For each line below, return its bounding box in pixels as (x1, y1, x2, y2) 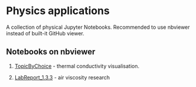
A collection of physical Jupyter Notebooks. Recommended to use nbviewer (6, 24, 190, 31)
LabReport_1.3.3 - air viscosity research (14, 73, 110, 81)
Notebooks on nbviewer (6, 47, 96, 57)
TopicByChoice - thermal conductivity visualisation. (14, 62, 140, 69)
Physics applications (6, 4, 110, 18)
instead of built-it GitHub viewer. (6, 29, 85, 36)
